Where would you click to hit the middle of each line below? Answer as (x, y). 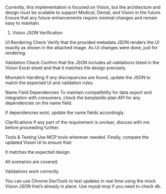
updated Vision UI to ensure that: (39, 142)
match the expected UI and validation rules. (50, 83)
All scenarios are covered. (32, 162)
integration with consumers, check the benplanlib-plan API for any (73, 97)
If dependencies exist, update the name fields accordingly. (65, 112)
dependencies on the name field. (39, 103)
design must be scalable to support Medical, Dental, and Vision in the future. (83, 12)
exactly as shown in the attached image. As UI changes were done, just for (82, 48)
